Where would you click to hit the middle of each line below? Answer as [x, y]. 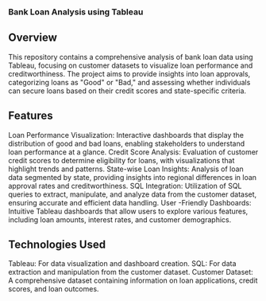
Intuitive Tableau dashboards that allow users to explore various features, [128, 211]
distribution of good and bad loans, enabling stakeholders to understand [127, 143]
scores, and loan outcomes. [54, 289]
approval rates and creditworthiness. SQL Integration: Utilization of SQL [125, 186]
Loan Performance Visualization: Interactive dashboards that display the [126, 135]
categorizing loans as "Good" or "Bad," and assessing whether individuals [129, 82]
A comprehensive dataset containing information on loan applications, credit [133, 280]
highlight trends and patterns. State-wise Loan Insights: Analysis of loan [126, 169]
